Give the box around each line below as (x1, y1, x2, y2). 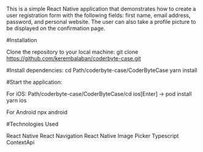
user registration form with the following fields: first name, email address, (6, 12, 191, 19)
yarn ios (6, 97, 27, 104)
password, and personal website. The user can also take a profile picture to (6, 18, 196, 25)
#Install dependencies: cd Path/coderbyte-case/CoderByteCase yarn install (6, 67, 197, 74)
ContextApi (6, 139, 35, 146)
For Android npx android (6, 109, 68, 115)
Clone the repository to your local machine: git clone (6, 48, 139, 56)
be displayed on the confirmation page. (6, 24, 106, 32)
